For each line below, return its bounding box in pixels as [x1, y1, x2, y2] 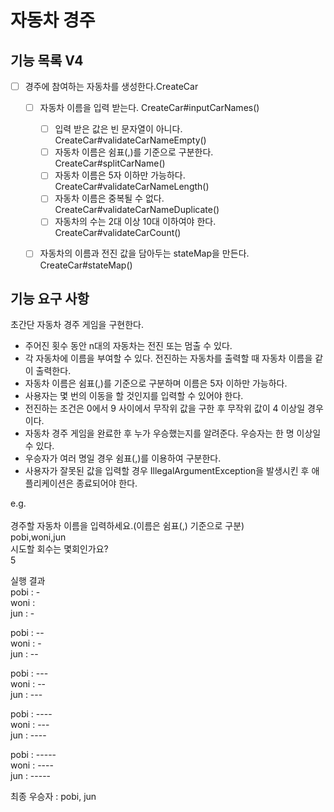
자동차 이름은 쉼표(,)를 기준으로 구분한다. [54, 146, 214, 158]
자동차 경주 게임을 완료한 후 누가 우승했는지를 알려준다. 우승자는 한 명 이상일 [24, 427, 322, 440]
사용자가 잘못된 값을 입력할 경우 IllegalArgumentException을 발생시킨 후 [24, 465, 310, 477]
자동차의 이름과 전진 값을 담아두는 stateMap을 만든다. [39, 247, 250, 260]
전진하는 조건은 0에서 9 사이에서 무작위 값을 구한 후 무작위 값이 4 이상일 [24, 402, 306, 415]
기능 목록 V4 [10, 52, 84, 69]
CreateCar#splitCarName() [54, 157, 166, 170]
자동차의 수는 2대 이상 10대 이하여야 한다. [54, 216, 217, 228]
